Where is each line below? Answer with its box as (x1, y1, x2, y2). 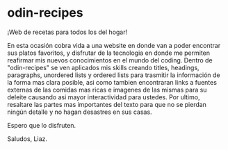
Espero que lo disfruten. (7, 121, 76, 129)
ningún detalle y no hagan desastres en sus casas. (7, 108, 152, 116)
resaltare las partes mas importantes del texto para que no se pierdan (7, 100, 207, 108)
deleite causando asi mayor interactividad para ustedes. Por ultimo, (7, 92, 200, 101)
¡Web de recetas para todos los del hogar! (7, 28, 128, 36)
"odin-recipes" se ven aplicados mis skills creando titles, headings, (7, 63, 199, 72)
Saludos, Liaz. (7, 134, 47, 143)
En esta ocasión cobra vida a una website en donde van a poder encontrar (7, 41, 221, 49)
